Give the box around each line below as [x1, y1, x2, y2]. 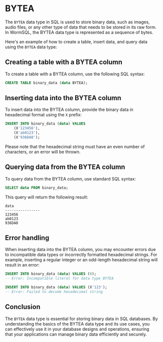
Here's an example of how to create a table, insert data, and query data [5, 38, 148, 44]
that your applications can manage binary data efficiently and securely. [5, 331, 147, 337]
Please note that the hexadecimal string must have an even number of [5, 144, 145, 149]
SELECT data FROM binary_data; [5, 185, 68, 190]
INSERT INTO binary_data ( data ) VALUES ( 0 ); [5, 271, 97, 276]
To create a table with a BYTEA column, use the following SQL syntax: [5, 71, 145, 77]
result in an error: [5, 262, 40, 268]
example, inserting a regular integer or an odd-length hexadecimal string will [5, 257, 158, 263]
